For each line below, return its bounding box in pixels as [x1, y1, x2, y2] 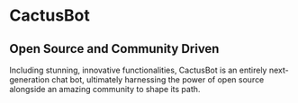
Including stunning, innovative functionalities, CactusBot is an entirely [9, 64, 267, 75]
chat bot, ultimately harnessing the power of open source [50, 74, 265, 85]
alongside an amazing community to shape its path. [9, 84, 201, 94]
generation [9, 74, 50, 85]
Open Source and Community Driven [9, 41, 220, 56]
